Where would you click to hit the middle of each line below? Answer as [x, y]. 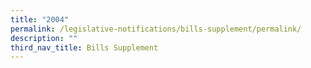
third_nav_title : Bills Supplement [84, 47]
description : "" [44, 38]
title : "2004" [40, 19]
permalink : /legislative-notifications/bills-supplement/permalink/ [156, 29]
